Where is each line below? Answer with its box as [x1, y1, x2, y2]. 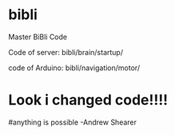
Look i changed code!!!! [8, 91, 169, 109]
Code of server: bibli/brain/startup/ [8, 47, 124, 57]
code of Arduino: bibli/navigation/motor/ [8, 62, 141, 73]
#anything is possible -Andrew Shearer [8, 117, 137, 127]
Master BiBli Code [8, 32, 68, 42]
